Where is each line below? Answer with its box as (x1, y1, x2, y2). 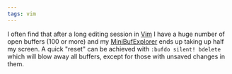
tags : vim (7, 10, 37, 18)
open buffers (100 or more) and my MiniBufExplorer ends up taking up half (7, 37, 224, 46)
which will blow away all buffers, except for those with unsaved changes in (7, 52, 226, 61)
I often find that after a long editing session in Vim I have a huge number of (7, 30, 225, 38)
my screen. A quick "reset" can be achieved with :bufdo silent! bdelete (7, 44, 221, 53)
